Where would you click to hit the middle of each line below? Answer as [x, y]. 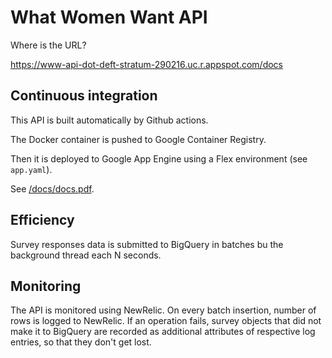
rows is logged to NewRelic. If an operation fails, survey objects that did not [166, 321]
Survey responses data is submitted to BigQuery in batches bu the [147, 244]
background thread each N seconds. [86, 255]
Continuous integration [84, 96]
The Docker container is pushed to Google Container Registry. [138, 139]
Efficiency [42, 220]
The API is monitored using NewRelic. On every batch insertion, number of [163, 310]
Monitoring [46, 286]
